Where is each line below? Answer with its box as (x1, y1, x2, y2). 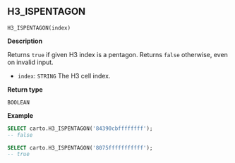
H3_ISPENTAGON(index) (7, 24, 71, 31)
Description (7, 37, 43, 45)
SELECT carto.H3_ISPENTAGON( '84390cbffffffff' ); (7, 125, 153, 132)
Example (7, 111, 34, 119)
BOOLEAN (7, 99, 30, 106)
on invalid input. (7, 58, 54, 66)
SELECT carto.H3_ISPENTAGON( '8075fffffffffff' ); (7, 144, 153, 151)
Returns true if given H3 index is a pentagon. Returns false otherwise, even (7, 50, 228, 59)
